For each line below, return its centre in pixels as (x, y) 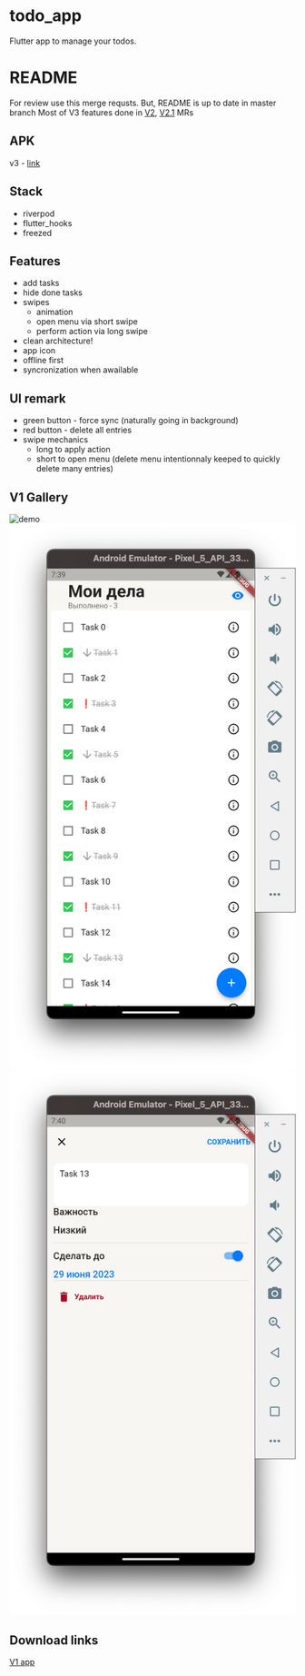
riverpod (39, 213)
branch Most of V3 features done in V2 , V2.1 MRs (102, 112)
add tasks (41, 283)
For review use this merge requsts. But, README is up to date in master (143, 103)
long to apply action (73, 450)
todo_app (45, 16)
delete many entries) (74, 469)
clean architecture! (58, 341)
